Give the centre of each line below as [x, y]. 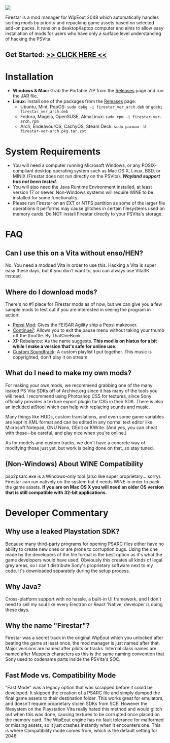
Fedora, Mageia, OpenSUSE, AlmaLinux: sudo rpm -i [75, 117]
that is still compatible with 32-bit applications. [56, 492]
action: [12, 315]
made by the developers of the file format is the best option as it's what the [84, 554]
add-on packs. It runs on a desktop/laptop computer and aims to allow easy [84, 28]
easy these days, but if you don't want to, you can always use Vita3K [77, 271]
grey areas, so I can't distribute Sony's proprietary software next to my [79, 565]
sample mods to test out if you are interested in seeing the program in [78, 310]
